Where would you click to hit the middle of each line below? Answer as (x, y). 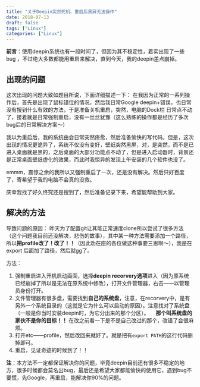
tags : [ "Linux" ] (26, 28)
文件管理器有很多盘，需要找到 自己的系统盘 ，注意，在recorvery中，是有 (102, 298)
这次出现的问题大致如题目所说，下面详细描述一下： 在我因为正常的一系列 (96, 95)
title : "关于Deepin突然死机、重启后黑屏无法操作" (62, 12)
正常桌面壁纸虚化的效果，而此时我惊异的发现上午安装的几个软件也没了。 (100, 159)
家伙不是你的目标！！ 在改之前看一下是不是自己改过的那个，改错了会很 (101, 320)
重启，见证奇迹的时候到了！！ (51, 350)
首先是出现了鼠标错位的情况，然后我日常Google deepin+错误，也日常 (107, 102)
